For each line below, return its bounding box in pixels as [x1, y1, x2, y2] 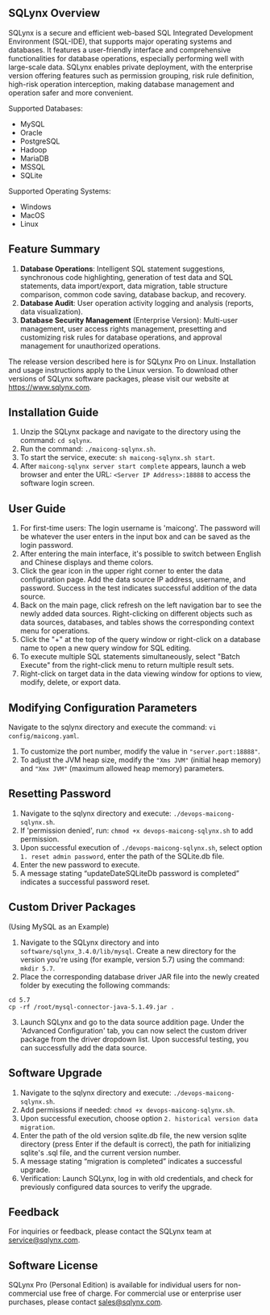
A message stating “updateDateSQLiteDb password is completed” [19, 868, 239, 878]
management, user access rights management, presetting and [19, 324, 227, 333]
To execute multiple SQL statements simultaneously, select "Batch [19, 652, 240, 662]
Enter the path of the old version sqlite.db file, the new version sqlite [19, 1130, 247, 1140]
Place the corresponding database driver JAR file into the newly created [19, 971, 260, 981]
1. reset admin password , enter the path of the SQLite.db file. [19, 851, 225, 861]
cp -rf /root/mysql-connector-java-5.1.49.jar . [8, 1003, 175, 1011]
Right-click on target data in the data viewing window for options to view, [19, 669, 263, 678]
